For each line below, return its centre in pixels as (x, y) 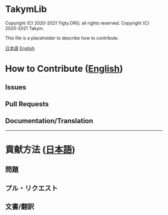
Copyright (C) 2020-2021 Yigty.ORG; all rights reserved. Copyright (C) (77, 23)
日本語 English (20, 48)
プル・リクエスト (31, 188)
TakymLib (26, 9)
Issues (16, 87)
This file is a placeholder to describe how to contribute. (62, 38)
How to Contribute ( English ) (64, 69)
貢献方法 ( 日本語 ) (40, 149)
